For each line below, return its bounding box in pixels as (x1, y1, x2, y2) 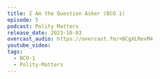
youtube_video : (7, 42, 51, 49)
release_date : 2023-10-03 (7, 29, 82, 36)
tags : (7, 49, 23, 56)
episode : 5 (7, 16, 39, 23)
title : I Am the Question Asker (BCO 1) (7, 10, 126, 17)
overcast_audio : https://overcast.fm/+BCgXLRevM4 (7, 36, 154, 43)
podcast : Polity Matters (7, 23, 79, 30)
